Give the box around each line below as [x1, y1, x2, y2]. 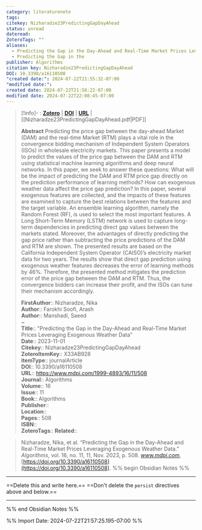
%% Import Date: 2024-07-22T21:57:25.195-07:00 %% [6, 517, 143, 524]
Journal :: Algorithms [20, 376, 73, 383]
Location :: [20, 408, 47, 415]
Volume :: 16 [20, 382, 51, 389]
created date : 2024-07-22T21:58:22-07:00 [6, 87, 112, 93]
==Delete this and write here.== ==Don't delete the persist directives [6, 481, 180, 488]
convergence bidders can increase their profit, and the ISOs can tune [20, 281, 193, 288]
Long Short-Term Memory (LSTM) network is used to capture [20, 217, 173, 224]
